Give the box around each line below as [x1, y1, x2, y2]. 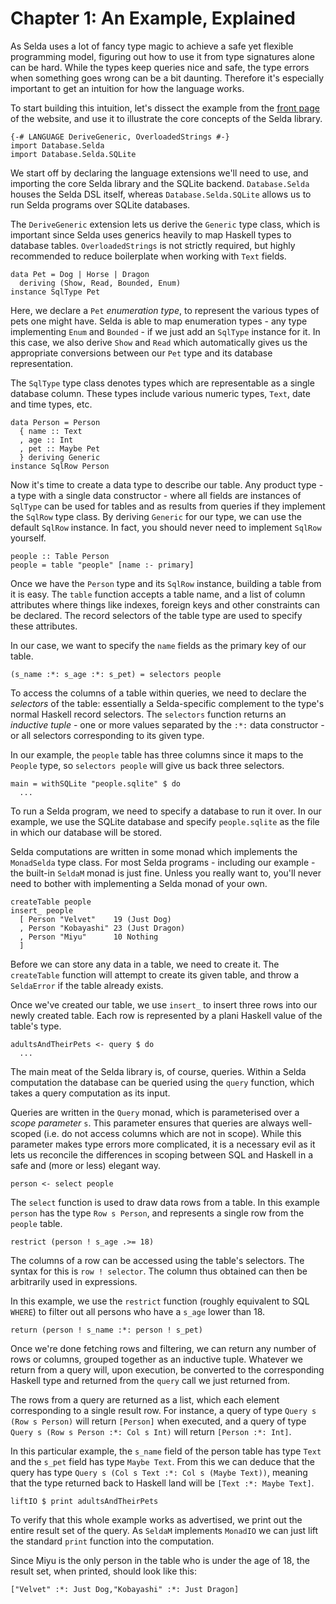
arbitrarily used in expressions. [10, 1275, 138, 1287]
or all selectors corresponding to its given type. [10, 729, 205, 741]
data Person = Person [10, 417, 101, 427]
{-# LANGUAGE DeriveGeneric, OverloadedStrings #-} [10, 132, 230, 142]
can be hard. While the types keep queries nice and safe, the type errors [10, 61, 310, 73]
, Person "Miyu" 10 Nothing [19, 932, 159, 942]
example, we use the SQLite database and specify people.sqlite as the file [10, 815, 320, 827]
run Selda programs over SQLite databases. [10, 198, 191, 211]
